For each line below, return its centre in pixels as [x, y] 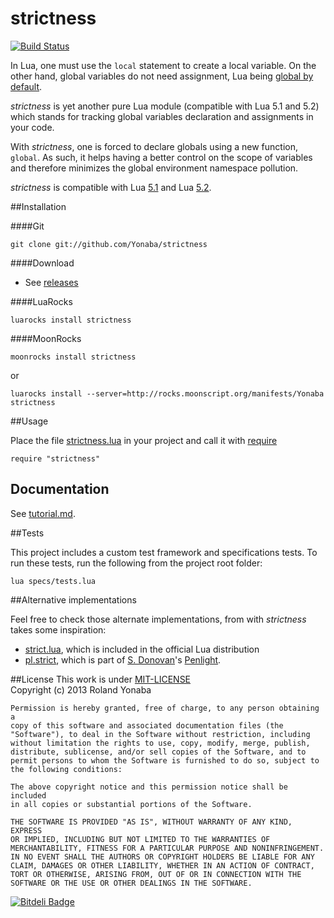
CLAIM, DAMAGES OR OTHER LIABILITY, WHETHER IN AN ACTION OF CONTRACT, [162, 865]
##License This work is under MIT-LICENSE [101, 679]
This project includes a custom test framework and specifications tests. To [164, 552]
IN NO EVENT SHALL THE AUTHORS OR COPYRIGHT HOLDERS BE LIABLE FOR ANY [162, 857]
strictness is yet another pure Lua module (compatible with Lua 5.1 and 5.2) [165, 106]
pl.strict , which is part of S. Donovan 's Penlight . [123, 659]
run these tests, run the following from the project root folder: [136, 563]
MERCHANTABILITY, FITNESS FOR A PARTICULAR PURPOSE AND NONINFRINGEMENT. [167, 848]
